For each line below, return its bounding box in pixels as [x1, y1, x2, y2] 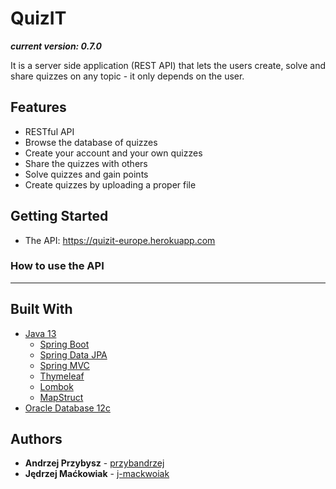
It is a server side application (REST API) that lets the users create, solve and [10, 59, 326, 71]
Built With [10, 301, 73, 318]
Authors [10, 431, 63, 448]
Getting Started [10, 208, 109, 225]
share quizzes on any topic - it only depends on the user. [10, 70, 245, 82]
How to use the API [10, 259, 105, 273]
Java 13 [24, 327, 57, 339]
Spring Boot [39, 338, 90, 350]
